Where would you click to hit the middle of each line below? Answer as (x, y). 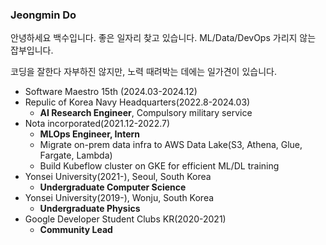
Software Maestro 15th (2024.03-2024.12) (111, 92)
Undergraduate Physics (90, 209)
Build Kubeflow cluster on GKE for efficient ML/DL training (159, 166)
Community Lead (76, 230)
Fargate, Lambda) (76, 155)
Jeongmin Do (43, 15)
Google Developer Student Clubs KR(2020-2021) (125, 219)
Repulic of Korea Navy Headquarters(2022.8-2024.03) (137, 102)
